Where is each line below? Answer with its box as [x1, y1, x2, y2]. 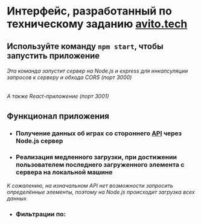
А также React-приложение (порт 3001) [7, 92, 109, 100]
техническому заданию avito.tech [7, 17, 188, 31]
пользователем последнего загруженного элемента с [15, 161, 185, 169]
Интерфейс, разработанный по [7, 4, 173, 18]
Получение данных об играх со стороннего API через [15, 129, 182, 138]
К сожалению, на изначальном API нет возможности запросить [7, 182, 174, 189]
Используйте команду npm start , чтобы [7, 41, 164, 51]
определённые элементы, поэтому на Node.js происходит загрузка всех [7, 188, 195, 196]
